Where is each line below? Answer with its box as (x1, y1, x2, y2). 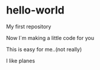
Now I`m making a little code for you (6, 34, 95, 41)
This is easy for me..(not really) (6, 45, 82, 53)
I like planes (6, 57, 36, 64)
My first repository (6, 23, 51, 30)
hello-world (6, 4, 65, 17)
